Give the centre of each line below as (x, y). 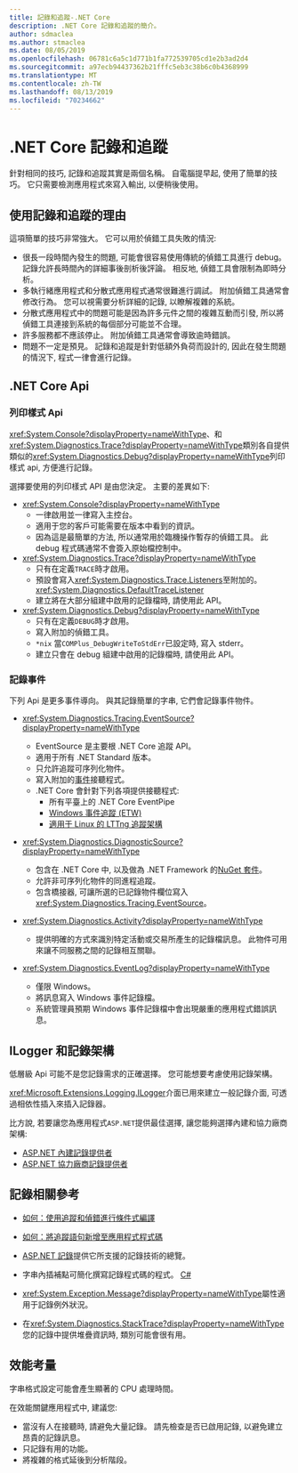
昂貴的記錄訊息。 (53, 1437)
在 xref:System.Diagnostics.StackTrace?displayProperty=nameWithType (153, 1323)
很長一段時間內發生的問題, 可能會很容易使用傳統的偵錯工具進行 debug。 (154, 257)
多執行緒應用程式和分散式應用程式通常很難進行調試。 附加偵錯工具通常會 (156, 291)
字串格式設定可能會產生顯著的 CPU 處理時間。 (94, 1388)
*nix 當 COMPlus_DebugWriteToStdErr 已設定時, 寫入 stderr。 (142, 643)
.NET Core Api (49, 386)
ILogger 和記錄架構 (62, 1051)
